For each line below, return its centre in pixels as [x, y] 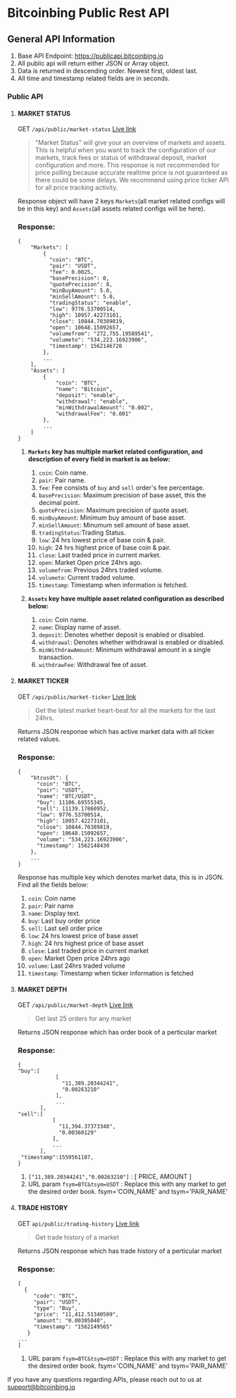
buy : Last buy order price [64, 920]
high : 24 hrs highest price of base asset [86, 943]
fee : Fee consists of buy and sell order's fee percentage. [122, 488]
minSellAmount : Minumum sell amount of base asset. [114, 525]
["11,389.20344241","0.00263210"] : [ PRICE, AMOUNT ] [110, 1177]
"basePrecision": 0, [79, 279]
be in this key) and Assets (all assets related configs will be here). [111, 208]
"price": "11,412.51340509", [76, 1314]
